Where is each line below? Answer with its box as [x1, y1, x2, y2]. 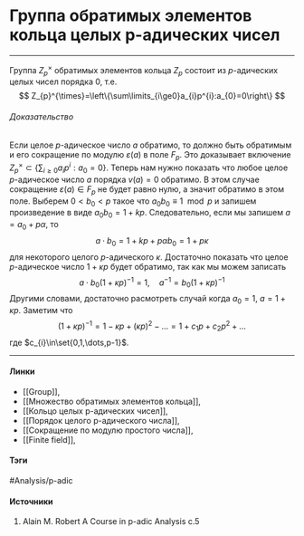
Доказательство [9, 110, 74, 122]
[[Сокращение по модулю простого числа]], [22, 425, 194, 435]
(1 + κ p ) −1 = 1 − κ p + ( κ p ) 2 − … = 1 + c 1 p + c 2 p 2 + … [57, 319, 247, 333]
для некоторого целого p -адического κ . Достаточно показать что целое [9, 251, 289, 263]
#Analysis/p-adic [9, 474, 74, 485]
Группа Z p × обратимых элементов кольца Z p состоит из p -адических [9, 62, 279, 78]
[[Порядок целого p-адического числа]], [22, 415, 180, 426]
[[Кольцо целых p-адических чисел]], [22, 405, 169, 416]
